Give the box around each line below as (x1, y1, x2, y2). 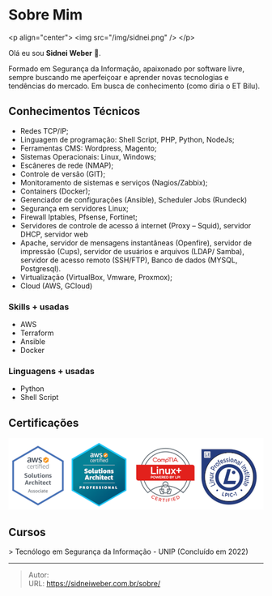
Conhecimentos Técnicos (8, 104, 140, 118)
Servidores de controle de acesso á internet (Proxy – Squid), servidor (19, 220, 252, 230)
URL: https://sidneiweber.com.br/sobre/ (28, 579, 161, 589)
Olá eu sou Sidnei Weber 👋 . (8, 48, 101, 57)
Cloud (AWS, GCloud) (19, 281, 93, 291)
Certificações (8, 415, 79, 430)
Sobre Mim (8, 6, 83, 24)
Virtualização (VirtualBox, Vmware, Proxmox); (19, 272, 172, 282)
